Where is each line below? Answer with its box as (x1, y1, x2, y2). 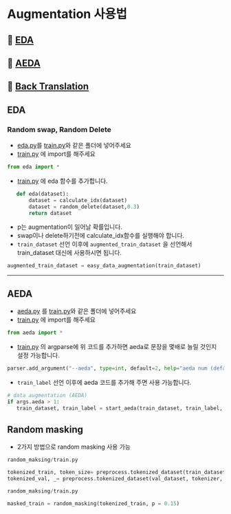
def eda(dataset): (16, 190, 69, 197)
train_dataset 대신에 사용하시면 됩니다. (16, 249, 122, 257)
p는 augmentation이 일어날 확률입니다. (16, 223, 122, 231)
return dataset (28, 210, 72, 216)
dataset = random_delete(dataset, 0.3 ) (28, 203, 140, 210)
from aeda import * (7, 329, 63, 337)
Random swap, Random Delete (7, 124, 111, 134)
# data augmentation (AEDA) (7, 392, 88, 399)
